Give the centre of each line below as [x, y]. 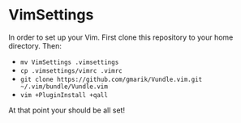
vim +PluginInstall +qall [64, 95]
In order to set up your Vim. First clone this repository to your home [121, 37]
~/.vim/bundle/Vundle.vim [64, 87]
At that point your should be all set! [67, 110]
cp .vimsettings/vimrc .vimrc [71, 70]
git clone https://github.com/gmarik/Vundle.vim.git [111, 79]
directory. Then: [35, 45]
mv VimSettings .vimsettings [69, 62]
